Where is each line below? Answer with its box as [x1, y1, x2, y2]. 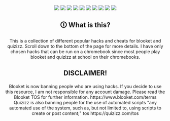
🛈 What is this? [60, 21, 111, 29]
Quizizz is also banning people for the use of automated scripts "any [13, 99, 157, 105]
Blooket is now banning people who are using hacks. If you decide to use [9, 83, 162, 89]
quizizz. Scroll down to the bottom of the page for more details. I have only [7, 43, 163, 50]
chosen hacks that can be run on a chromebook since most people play [10, 49, 160, 55]
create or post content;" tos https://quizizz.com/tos [31, 110, 139, 116]
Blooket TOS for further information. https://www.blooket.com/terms [14, 94, 157, 100]
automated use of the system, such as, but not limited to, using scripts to [9, 105, 161, 111]
